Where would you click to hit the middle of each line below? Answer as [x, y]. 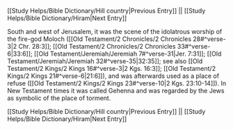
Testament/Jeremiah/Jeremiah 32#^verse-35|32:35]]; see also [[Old [105, 61]
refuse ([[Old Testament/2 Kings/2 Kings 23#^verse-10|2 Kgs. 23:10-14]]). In [117, 83]
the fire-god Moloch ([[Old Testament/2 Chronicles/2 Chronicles [99, 39]
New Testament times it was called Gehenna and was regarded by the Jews [116, 91]
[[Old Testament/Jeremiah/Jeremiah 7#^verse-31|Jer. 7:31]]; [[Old [128, 54]
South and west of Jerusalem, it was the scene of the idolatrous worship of [115, 32]
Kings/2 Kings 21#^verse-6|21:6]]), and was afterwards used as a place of [113, 76]
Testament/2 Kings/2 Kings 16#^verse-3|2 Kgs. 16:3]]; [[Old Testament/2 [112, 68]
